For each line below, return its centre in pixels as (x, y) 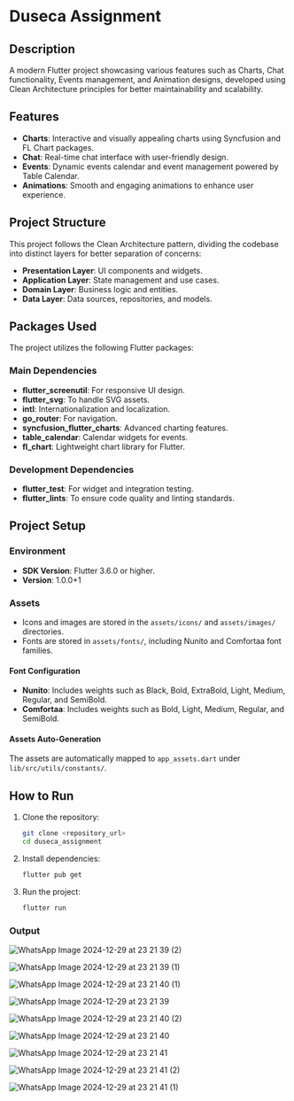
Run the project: (51, 891)
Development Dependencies (72, 469)
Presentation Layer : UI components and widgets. (112, 270)
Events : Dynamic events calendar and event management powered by (150, 167)
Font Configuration (45, 671)
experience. (44, 194)
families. (37, 651)
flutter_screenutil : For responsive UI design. (103, 390)
